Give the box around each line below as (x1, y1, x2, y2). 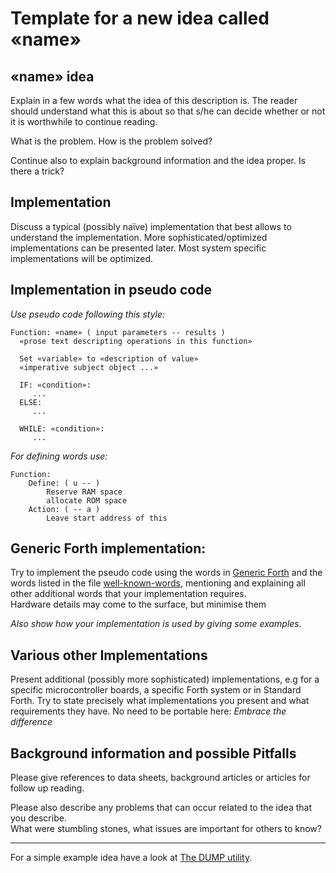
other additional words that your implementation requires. (10, 588, 247, 600)
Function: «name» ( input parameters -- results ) (10, 327, 226, 337)
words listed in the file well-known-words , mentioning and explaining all (10, 577, 306, 589)
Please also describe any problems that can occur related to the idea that (10, 802, 312, 814)
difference (10, 716, 53, 728)
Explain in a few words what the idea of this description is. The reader (10, 95, 298, 106)
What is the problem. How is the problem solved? (10, 135, 213, 147)
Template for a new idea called (10, 7, 270, 30)
